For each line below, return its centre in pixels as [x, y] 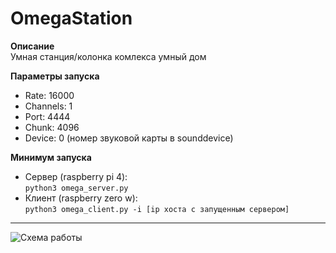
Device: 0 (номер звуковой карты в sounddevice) [129, 138]
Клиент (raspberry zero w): [81, 198]
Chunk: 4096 [52, 127]
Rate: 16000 [49, 95]
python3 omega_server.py [76, 188]
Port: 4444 [47, 116]
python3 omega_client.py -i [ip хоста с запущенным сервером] [157, 209]
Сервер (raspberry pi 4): [76, 176]
